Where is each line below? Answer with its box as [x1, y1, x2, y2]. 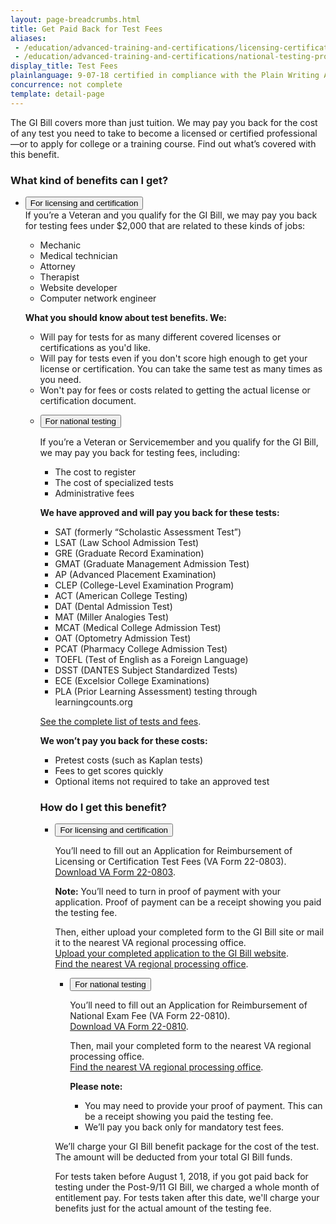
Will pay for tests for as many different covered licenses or [39, 331, 282, 343]
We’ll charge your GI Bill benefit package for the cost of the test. [54, 1141, 320, 1153]
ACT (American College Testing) [54, 589, 188, 601]
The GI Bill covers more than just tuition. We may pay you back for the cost [10, 116, 318, 128]
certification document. [39, 394, 137, 406]
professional [266, 127, 318, 139]
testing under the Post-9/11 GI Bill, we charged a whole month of [54, 1181, 320, 1193]
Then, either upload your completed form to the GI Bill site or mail [54, 926, 325, 938]
